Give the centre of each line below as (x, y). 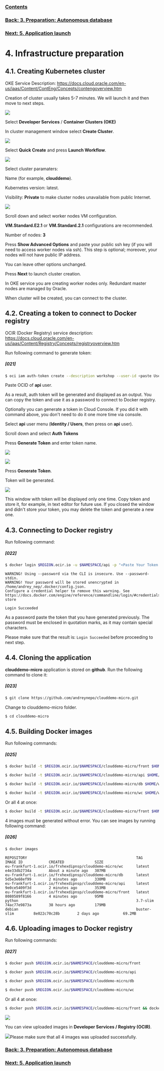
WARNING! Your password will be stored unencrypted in (62, 583)
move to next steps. (25, 103)
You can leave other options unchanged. (46, 264)
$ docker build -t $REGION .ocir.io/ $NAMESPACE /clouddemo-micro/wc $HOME (81, 793)
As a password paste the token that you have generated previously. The (77, 617)
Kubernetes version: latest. (32, 188)
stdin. (12, 578)
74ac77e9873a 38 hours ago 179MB (55, 905)
